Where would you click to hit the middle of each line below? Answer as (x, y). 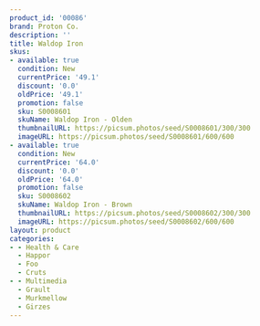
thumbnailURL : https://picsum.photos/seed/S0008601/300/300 (134, 129)
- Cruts (32, 273)
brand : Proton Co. (44, 26)
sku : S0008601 (44, 111)
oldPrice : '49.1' (51, 94)
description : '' (40, 35)
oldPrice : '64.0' (51, 179)
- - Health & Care (44, 247)
